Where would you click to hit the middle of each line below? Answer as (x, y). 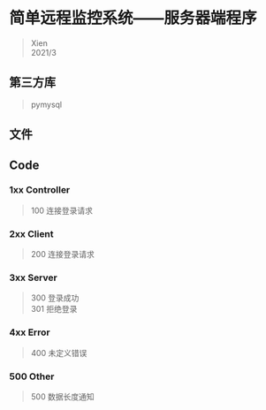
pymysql (46, 104)
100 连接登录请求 (62, 210)
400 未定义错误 (59, 353)
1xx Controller (40, 190)
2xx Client (32, 233)
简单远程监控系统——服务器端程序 (133, 18)
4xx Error (30, 332)
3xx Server (33, 277)
